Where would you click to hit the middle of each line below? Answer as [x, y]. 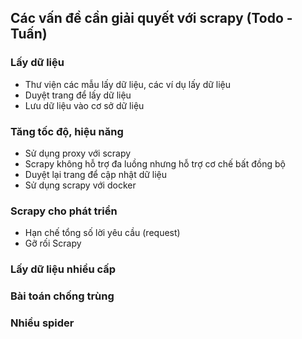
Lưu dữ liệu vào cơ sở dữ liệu [84, 105]
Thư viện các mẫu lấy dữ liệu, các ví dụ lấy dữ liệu [128, 84]
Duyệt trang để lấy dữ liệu [78, 95]
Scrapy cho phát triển [64, 211]
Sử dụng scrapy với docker [80, 185]
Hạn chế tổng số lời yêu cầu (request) [102, 233]
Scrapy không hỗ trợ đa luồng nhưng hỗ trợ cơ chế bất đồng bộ [155, 163]
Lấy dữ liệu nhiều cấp [63, 269]
